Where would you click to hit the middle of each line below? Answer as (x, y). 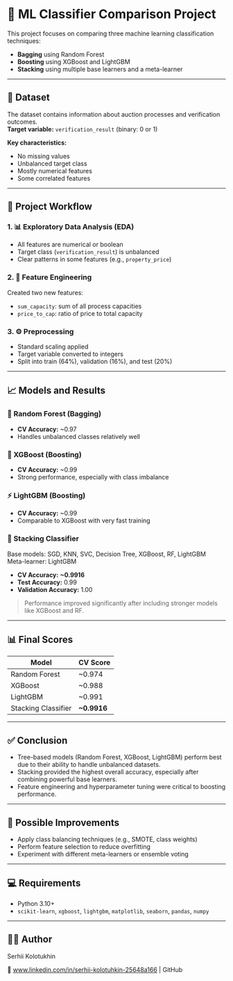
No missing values (44, 156)
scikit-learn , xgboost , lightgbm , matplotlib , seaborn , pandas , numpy (113, 911)
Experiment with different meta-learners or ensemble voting (103, 854)
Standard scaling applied (53, 346)
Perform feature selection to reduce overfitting (84, 847)
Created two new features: (45, 292)
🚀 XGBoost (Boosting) (44, 454)
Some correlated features (54, 178)
